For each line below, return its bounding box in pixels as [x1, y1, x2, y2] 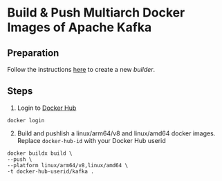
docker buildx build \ [7, 150, 73, 157]
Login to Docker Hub [17, 104, 77, 112]
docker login [7, 117, 45, 124]
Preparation [7, 47, 59, 59]
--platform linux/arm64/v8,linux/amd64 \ [7, 162, 129, 169]
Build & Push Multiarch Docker [7, 5, 185, 21]
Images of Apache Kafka [7, 19, 152, 35]
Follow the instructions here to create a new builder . [7, 66, 156, 73]
